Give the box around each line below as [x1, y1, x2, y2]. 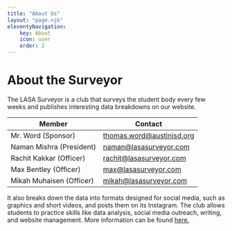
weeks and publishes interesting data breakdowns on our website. [7, 102, 196, 111]
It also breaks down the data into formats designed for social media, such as [7, 194, 225, 202]
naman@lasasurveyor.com [102, 142, 190, 151]
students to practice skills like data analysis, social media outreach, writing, [7, 208, 222, 216]
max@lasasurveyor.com [102, 164, 181, 174]
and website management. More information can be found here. [7, 216, 190, 224]
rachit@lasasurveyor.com [102, 153, 186, 163]
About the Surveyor [7, 72, 123, 88]
